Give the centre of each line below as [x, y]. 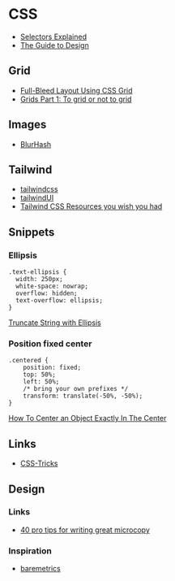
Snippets [32, 232]
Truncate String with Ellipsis [55, 323]
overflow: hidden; [47, 293]
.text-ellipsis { [38, 272]
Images [28, 125]
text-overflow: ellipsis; [60, 301]
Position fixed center [50, 344]
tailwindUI [37, 198]
